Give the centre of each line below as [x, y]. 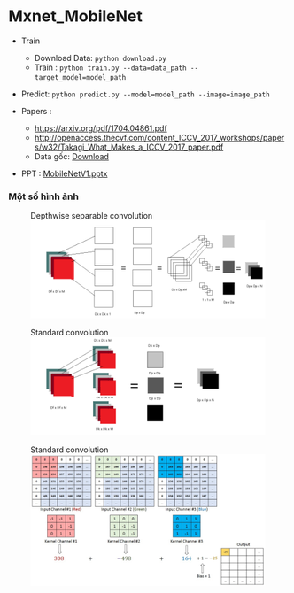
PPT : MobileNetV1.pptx [64, 173]
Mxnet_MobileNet [76, 16]
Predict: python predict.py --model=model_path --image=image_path [146, 94]
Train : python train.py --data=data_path [110, 67]
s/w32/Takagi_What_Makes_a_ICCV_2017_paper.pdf [129, 147]
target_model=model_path [80, 77]
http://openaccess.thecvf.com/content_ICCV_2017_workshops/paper [159, 137]
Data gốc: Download [72, 156]
